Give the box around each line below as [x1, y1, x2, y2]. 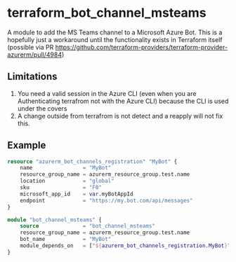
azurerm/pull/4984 [7, 50, 62, 59]
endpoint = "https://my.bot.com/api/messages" [20, 197, 193, 204]
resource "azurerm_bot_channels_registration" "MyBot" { [7, 158, 178, 165]
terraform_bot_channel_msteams [7, 5, 206, 21]
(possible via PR [7, 43, 54, 51]
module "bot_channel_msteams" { [7, 216, 102, 223]
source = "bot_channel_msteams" [20, 223, 156, 230]
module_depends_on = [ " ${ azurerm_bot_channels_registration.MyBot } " [20, 242, 231, 249]
